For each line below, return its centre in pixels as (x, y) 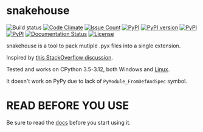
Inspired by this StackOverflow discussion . (60, 57)
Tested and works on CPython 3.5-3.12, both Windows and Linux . (88, 69)
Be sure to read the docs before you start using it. (68, 122)
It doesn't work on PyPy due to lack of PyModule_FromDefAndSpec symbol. (97, 81)
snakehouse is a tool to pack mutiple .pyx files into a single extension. (94, 46)
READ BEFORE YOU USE (68, 106)
